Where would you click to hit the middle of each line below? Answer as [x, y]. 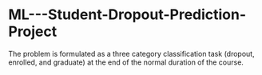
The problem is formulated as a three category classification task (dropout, [131, 53]
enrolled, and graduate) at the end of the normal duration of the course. [126, 62]
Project [33, 32]
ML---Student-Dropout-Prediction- [127, 15]
